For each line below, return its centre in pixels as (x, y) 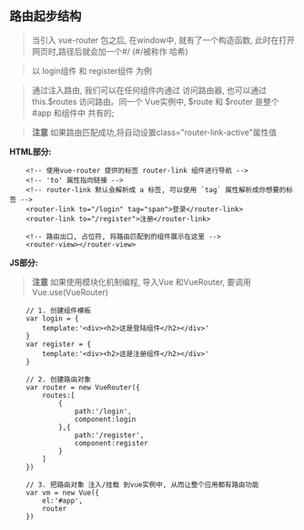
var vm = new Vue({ (63, 493)
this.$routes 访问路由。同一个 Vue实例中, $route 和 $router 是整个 (155, 101)
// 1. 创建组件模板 (58, 311)
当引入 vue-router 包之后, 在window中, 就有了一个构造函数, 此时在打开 (163, 40)
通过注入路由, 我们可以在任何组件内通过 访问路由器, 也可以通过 (149, 90)
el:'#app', (63, 500)
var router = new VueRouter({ (83, 387)
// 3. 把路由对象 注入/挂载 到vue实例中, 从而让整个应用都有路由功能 (142, 484)
